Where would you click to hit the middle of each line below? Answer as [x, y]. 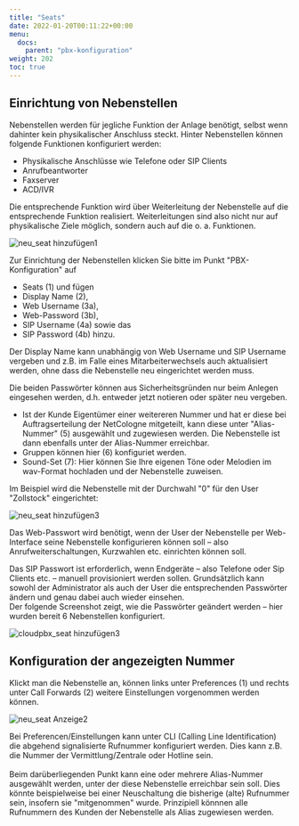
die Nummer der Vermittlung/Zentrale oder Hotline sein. [111, 755]
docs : [28, 42]
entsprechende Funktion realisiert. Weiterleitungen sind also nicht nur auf [144, 216]
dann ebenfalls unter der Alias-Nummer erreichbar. [116, 443]
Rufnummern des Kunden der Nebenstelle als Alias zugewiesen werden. [141, 812]
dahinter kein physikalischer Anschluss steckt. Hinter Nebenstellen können [146, 134]
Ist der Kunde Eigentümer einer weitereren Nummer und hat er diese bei [154, 414]
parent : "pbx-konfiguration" [79, 51]
